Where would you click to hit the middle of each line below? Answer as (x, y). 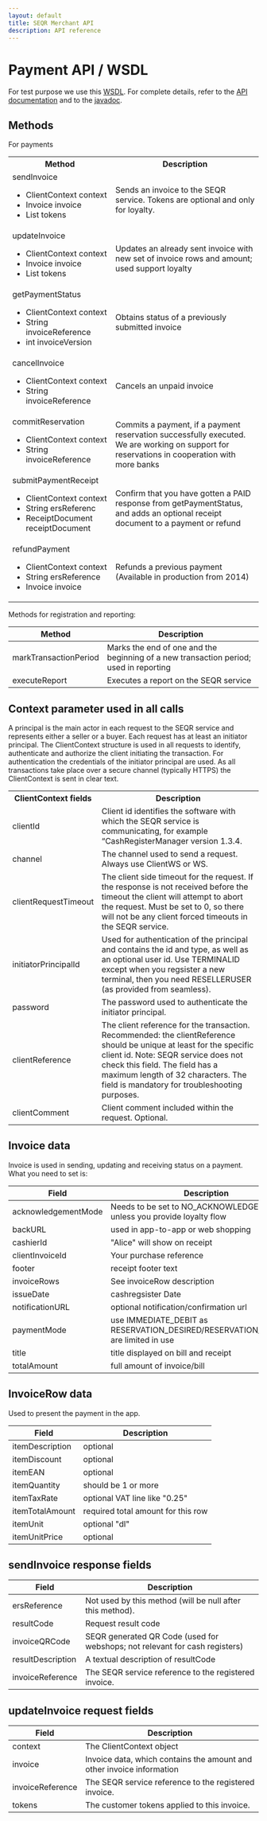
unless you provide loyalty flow (168, 1216)
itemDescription (42, 1446)
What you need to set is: (48, 1173)
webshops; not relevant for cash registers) (164, 1647)
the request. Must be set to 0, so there (173, 907)
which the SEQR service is (151, 821)
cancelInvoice (39, 363)
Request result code (122, 1624)
